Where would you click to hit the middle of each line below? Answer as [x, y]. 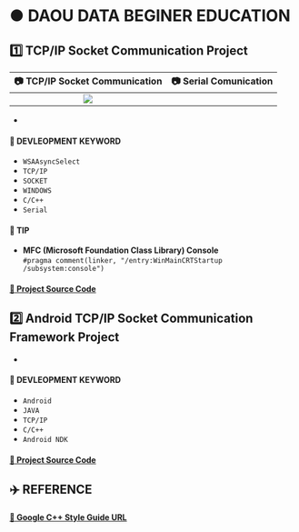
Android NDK [45, 440]
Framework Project [65, 337]
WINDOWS [37, 191]
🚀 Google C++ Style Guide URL [68, 517]
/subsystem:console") [63, 269]
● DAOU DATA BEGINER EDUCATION [150, 16]
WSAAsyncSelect [51, 162]
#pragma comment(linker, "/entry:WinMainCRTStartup [122, 261]
